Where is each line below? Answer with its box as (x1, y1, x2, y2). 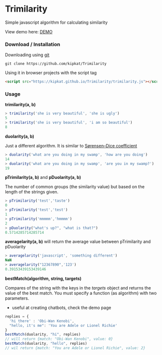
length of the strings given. (5, 189, 59, 195)
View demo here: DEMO (5, 29, 53, 34)
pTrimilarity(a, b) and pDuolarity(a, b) (5, 175, 81, 180)
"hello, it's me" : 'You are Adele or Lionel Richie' (9, 323, 118, 328)
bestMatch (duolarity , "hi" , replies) (5, 332, 81, 337)
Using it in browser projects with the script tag (5, 70, 97, 76)
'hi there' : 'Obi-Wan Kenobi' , (9, 319, 75, 323)
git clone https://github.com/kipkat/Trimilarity (5, 62, 107, 66)
